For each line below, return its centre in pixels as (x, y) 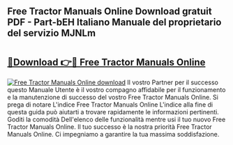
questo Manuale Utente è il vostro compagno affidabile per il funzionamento (116, 90)
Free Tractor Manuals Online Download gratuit (110, 12)
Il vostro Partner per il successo (173, 82)
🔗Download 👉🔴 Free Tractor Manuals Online (106, 62)
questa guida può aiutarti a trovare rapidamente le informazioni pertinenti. (113, 112)
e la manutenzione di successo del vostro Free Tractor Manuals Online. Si (113, 97)
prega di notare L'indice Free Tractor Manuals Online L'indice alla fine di (110, 105)
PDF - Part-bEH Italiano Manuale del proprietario (114, 23)
